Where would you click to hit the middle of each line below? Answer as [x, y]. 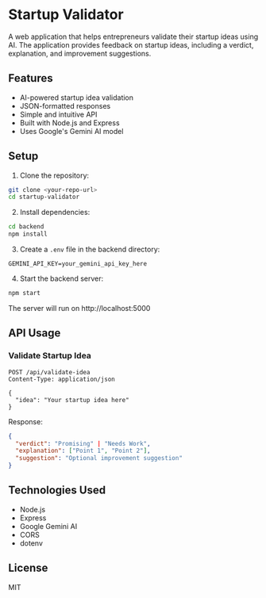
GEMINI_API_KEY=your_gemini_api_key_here [78, 264]
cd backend [26, 227]
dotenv [31, 543]
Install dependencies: [55, 213]
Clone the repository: [54, 175]
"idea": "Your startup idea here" [72, 400]
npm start [25, 293]
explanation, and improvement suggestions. [80, 53]
